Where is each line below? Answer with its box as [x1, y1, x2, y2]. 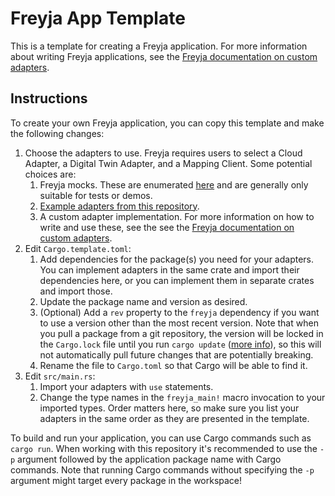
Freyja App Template [10, 7, 186, 30]
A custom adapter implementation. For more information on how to [39, 210, 315, 222]
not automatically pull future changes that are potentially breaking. [39, 348, 314, 361]
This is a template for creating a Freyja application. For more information [10, 40, 308, 52]
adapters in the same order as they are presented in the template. [39, 412, 310, 424]
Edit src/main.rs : [24, 370, 96, 382]
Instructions [10, 90, 88, 107]
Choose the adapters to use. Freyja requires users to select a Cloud [24, 147, 303, 159]
